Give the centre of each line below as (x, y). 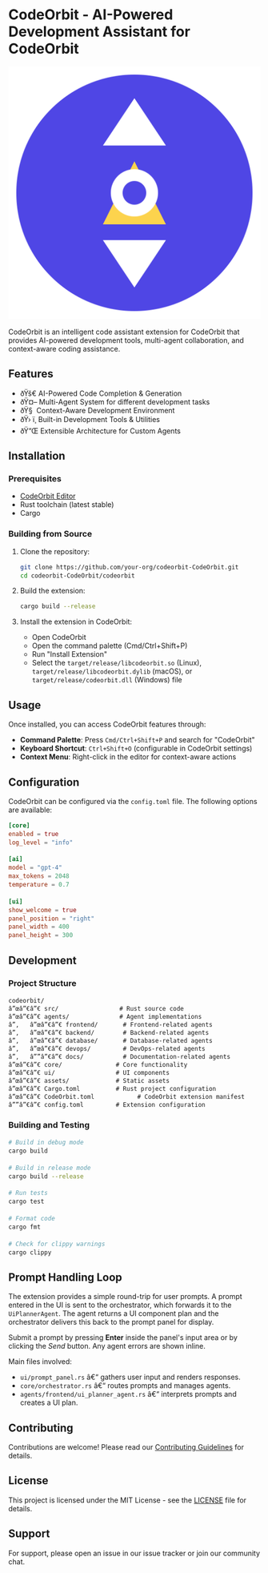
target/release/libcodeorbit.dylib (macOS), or (112, 671)
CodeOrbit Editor (48, 496)
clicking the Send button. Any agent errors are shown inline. (107, 1346)
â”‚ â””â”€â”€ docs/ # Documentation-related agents (119, 1056)
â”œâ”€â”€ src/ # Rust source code (96, 1008)
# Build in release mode (50, 1168)
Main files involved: (40, 1362)
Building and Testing (49, 1124)
